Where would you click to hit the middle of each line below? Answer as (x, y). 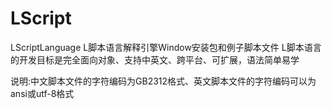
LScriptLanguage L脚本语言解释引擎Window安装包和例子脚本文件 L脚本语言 (166, 47)
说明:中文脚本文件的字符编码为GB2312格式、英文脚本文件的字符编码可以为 (163, 81)
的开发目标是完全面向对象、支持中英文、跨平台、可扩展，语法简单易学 (155, 59)
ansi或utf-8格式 (42, 93)
